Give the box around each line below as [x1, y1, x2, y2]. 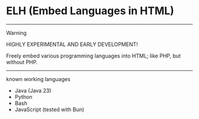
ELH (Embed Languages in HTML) [6, 4, 175, 18]
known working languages [6, 75, 71, 82]
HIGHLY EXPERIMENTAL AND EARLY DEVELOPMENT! [6, 40, 138, 48]
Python [14, 93, 33, 100]
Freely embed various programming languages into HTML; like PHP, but [6, 52, 181, 59]
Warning [6, 29, 27, 36]
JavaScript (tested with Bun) [14, 105, 85, 113]
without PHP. [6, 58, 38, 66]
